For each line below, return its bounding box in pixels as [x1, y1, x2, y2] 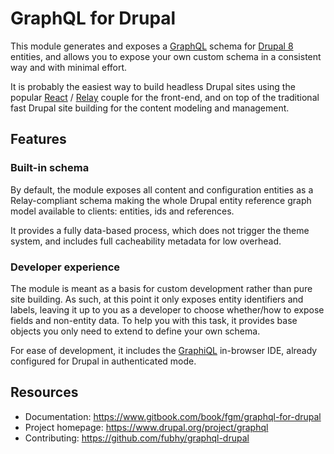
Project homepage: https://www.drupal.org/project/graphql [24, 421, 269, 433]
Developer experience [10, 260, 121, 274]
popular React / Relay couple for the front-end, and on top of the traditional [10, 91, 320, 103]
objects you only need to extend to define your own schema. [10, 325, 261, 337]
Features [10, 131, 67, 148]
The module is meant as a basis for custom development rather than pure [10, 282, 313, 294]
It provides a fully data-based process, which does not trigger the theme [10, 224, 310, 236]
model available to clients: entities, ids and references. [10, 205, 235, 217]
